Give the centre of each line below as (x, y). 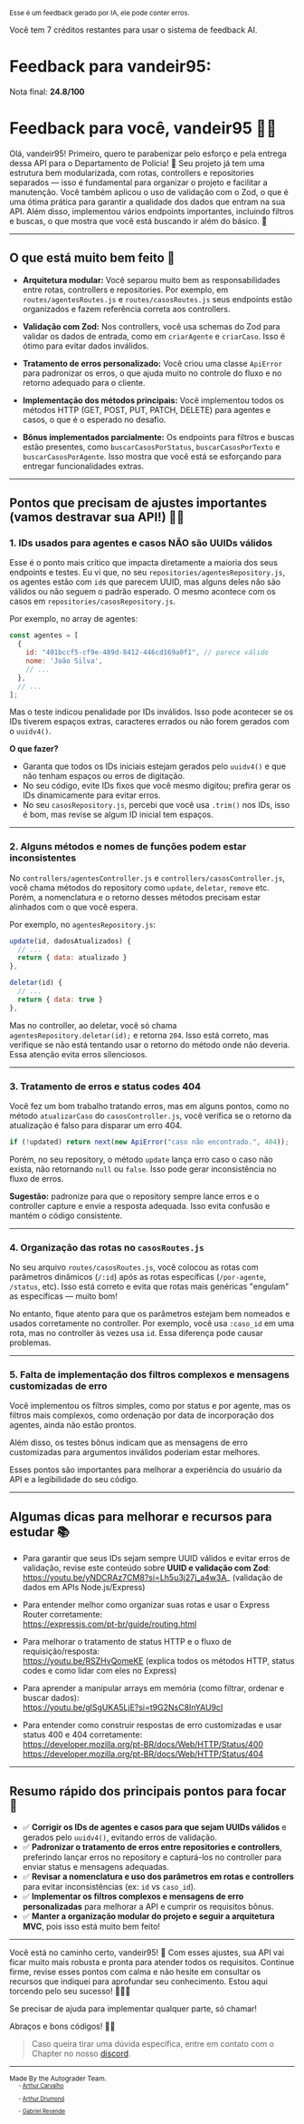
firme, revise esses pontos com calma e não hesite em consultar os (135, 1972)
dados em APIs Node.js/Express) (84, 1588)
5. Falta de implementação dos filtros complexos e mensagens (149, 1375)
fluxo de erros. (37, 1178)
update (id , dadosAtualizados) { (70, 941)
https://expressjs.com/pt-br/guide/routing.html (109, 1624)
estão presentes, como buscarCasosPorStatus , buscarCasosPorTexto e (151, 447)
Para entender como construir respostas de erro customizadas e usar (152, 1726)
